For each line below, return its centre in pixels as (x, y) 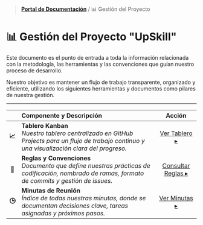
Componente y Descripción (62, 115)
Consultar (176, 165)
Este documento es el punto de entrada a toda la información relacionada (98, 57)
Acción (176, 115)
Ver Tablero (176, 133)
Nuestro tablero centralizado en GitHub (77, 133)
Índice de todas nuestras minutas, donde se (84, 198)
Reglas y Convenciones (56, 158)
